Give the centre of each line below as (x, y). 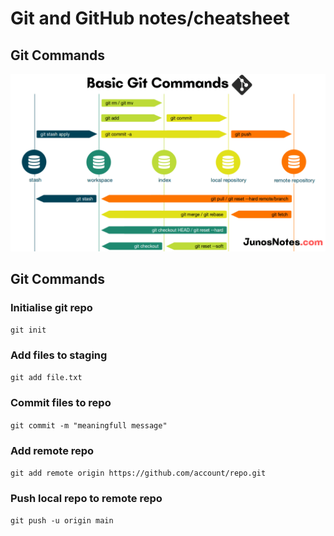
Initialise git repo (51, 307)
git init (28, 330)
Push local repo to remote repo (86, 498)
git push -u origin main (62, 521)
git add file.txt (46, 378)
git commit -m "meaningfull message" (89, 425)
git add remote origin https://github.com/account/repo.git (138, 473)
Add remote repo (52, 450)
